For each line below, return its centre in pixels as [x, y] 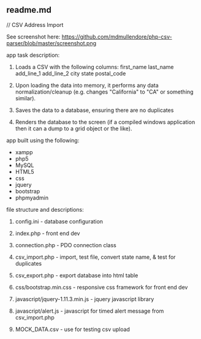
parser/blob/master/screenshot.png [51, 43]
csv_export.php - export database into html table [77, 275]
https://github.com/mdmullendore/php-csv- [117, 37]
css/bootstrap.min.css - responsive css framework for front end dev [101, 287]
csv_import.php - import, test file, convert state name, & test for [95, 257]
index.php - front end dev [47, 233]
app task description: [33, 55]
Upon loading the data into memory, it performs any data [87, 85]
